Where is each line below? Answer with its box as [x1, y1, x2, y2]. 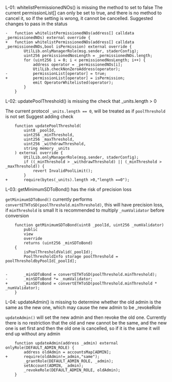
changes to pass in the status [5, 21, 68, 27]
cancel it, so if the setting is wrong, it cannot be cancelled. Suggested [5, 15, 153, 21]
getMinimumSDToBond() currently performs [5, 196, 92, 202]
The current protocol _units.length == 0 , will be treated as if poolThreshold [5, 108, 166, 114]
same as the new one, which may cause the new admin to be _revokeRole [5, 304, 162, 310]
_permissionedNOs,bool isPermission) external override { [5, 44, 132, 49]
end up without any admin [5, 331, 61, 337]
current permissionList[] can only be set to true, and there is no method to [5, 10, 162, 16]
